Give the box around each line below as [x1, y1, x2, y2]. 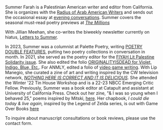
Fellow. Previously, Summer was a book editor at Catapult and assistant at [5, 85, 154, 91]
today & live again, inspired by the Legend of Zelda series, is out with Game [5, 101, 158, 106]
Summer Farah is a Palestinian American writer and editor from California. [5, 4, 154, 10]
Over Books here [5, 106, 39, 111]
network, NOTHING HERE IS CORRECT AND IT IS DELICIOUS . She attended [5, 75, 158, 80]
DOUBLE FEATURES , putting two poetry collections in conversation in [5, 49, 145, 55]
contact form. [5, 120, 33, 126]
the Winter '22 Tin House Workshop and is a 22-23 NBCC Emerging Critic [5, 80, 154, 86]
